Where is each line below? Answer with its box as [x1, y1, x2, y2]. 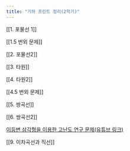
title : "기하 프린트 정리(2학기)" [6, 8, 80, 15]
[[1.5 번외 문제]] [6, 38, 43, 45]
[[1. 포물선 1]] [6, 25, 37, 32]
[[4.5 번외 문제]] [6, 88, 44, 95]
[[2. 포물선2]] [6, 51, 38, 58]
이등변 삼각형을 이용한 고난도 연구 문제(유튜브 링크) [6, 126, 124, 133]
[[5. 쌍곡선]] [6, 101, 34, 108]
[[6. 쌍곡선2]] [6, 113, 37, 120]
